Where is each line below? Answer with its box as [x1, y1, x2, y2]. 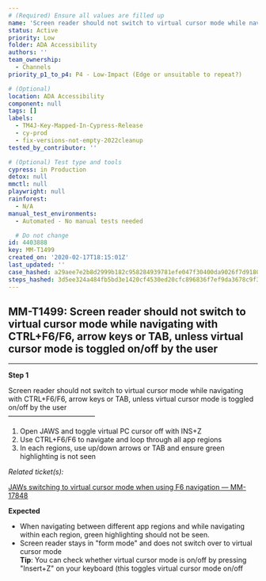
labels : [8, 114, 34, 123]
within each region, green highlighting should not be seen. [19, 530, 210, 540]
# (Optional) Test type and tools [8, 158, 123, 166]
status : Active [8, 26, 59, 34]
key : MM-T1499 [8, 247, 55, 254]
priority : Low [8, 33, 55, 42]
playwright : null [8, 188, 66, 196]
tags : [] [8, 107, 37, 115]
